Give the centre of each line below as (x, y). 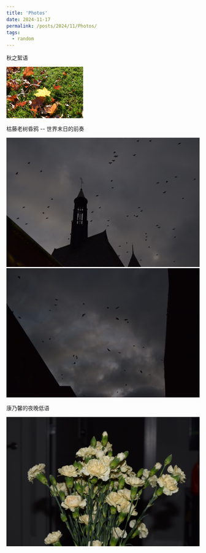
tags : (13, 33)
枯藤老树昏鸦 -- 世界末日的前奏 (45, 128)
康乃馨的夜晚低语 (28, 408)
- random (23, 39)
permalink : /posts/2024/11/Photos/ (52, 26)
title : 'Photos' (27, 13)
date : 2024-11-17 (29, 19)
